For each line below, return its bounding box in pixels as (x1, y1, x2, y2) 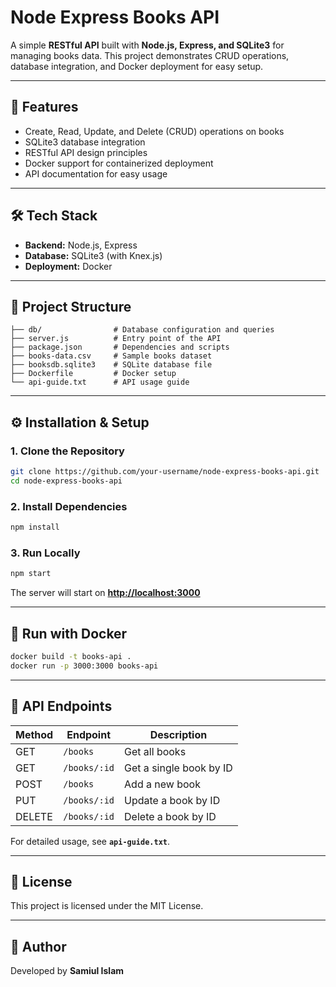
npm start (10, 569, 52, 579)
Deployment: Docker (24, 260, 113, 272)
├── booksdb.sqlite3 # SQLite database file (10, 360, 213, 370)
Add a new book (124, 777, 201, 791)
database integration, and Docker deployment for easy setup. (10, 60, 264, 72)
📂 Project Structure (10, 298, 132, 315)
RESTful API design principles (24, 146, 148, 158)
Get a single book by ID (124, 761, 233, 775)
